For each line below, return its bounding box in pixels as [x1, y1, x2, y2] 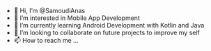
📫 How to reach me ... [13, 37, 79, 44]
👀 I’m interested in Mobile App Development [13, 14, 141, 22]
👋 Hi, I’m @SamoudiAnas [13, 7, 86, 14]
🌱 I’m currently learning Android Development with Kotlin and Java [13, 21, 205, 29]
